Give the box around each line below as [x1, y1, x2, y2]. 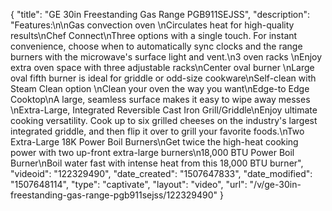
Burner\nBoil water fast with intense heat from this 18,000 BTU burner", [10, 157, 304, 169]
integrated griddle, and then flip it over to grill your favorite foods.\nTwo [10, 125, 305, 137]
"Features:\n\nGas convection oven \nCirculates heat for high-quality [10, 19, 295, 31]
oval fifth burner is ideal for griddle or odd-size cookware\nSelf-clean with [10, 72, 317, 84]
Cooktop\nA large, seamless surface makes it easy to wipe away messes [10, 94, 311, 105]
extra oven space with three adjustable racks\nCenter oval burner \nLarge [10, 62, 315, 73]
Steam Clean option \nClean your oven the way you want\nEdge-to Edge [10, 83, 310, 94]
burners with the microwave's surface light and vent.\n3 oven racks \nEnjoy [10, 51, 323, 63]
